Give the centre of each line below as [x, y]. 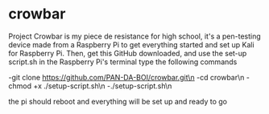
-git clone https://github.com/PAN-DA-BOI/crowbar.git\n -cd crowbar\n [126, 77]
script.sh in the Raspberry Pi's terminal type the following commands [123, 62]
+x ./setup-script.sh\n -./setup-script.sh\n [103, 86]
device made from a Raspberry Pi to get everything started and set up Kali [132, 44]
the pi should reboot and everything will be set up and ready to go [118, 101]
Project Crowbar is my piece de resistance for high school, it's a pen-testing [135, 36]
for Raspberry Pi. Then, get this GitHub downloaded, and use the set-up [128, 53]
